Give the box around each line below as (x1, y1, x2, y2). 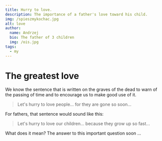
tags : (5, 44, 16, 49)
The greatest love (5, 70, 80, 81)
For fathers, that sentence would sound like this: (5, 111, 104, 117)
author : (5, 26, 21, 31)
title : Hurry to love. (5, 7, 52, 12)
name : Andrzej (9, 30, 39, 35)
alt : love (5, 21, 26, 26)
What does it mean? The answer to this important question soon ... (5, 130, 142, 137)
